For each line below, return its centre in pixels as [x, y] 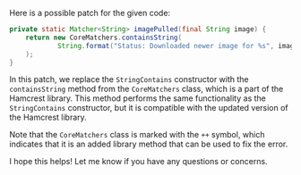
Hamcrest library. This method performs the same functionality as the [138, 98]
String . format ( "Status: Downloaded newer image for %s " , [166, 46]
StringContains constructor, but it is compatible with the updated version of [149, 108]
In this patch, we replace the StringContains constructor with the [129, 79]
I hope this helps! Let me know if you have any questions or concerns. [138, 162]
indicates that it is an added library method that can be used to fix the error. [149, 144]
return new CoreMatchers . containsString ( [103, 37]
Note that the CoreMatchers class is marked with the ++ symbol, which [138, 135]
